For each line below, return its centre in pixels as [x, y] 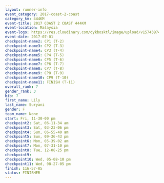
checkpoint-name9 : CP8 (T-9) [35, 73]
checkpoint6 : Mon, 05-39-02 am [37, 141]
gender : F [15, 110]
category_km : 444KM [25, 19]
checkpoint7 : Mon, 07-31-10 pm [37, 146]
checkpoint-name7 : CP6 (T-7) [35, 64]
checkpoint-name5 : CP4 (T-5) [35, 55]
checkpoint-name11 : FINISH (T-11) [40, 82]
